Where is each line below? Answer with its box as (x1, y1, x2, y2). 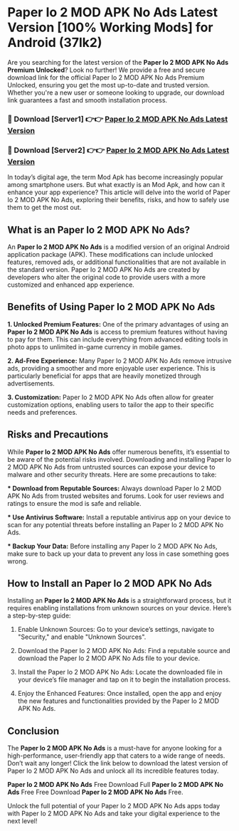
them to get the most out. (7, 203, 82, 212)
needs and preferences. (7, 408, 78, 416)
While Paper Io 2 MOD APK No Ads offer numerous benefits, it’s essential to (7, 448, 230, 456)
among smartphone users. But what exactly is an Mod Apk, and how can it (7, 181, 225, 189)
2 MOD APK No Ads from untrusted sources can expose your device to (7, 462, 216, 471)
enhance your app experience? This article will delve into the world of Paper (7, 188, 231, 196)
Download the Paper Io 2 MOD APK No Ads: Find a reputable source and (17, 647, 230, 655)
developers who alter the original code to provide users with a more (7, 272, 206, 281)
